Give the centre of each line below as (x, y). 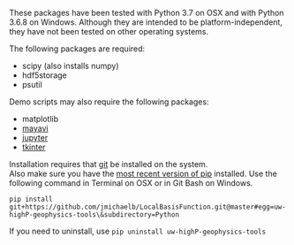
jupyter (35, 138)
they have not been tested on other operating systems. (109, 31)
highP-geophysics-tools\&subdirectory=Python (94, 215)
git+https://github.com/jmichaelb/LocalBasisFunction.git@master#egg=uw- (148, 207)
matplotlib (40, 119)
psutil (32, 84)
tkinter (34, 147)
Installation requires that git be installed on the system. (109, 164)
